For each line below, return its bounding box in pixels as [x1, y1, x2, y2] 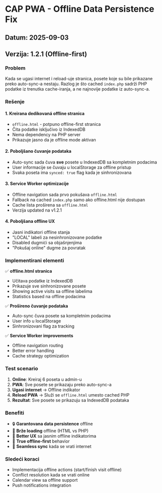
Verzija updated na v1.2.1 [12, 207, 62, 213]
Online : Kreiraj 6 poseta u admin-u [12, 376, 82, 382]
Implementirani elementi [5, 257, 64, 264]
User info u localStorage [12, 318, 61, 324]
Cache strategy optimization [12, 353, 69, 359]
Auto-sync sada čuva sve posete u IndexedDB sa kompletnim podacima [12, 159, 157, 165]
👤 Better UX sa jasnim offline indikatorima [12, 433, 97, 439]
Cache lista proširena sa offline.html [12, 202, 89, 208]
